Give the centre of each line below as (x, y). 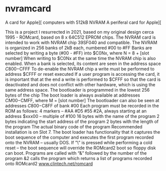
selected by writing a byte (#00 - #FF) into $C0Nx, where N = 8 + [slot (77, 53)
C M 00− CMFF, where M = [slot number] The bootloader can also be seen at (82, 100)
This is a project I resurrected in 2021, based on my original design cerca (80, 32)
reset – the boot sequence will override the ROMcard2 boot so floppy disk (81, 148)
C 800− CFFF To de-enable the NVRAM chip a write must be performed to (80, 69)
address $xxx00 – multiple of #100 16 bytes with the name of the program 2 (82, 116)
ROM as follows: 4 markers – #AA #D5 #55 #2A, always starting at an (76, 111)
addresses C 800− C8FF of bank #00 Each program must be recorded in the (82, 106)
